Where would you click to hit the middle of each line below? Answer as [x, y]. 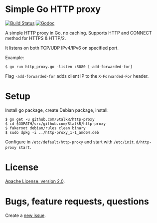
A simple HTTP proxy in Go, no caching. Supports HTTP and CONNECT [78, 33]
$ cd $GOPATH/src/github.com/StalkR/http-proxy [56, 124]
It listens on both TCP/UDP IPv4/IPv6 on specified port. [62, 48]
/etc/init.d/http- [133, 142]
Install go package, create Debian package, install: [57, 110]
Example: [15, 57]
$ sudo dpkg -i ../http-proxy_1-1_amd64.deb [52, 132]
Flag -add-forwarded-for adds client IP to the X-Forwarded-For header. [77, 76]
